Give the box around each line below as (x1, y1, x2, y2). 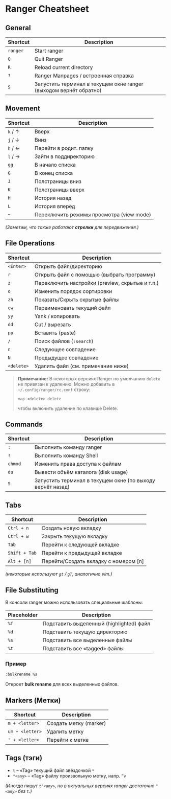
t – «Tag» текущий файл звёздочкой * (12, 767, 95, 773)
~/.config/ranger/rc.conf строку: (17, 386, 91, 393)
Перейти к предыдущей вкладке (41, 550, 122, 557)
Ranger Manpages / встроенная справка (35, 72, 134, 79)
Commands (5, 420, 43, 429)
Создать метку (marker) (46, 720, 106, 727)
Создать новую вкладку (41, 524, 102, 532)
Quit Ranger (35, 56, 63, 62)
